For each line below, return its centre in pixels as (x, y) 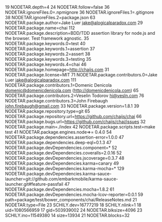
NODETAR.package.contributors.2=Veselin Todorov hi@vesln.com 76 (75, 96)
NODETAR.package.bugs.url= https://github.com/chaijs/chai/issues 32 (75, 122)
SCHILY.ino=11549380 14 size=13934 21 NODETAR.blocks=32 (68, 215)
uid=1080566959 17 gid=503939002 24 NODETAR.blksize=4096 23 (74, 210)
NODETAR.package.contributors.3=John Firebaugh (57, 101)
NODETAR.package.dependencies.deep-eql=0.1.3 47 (58, 142)
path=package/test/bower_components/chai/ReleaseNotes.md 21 (71, 200)
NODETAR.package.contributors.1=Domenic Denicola (59, 85)
